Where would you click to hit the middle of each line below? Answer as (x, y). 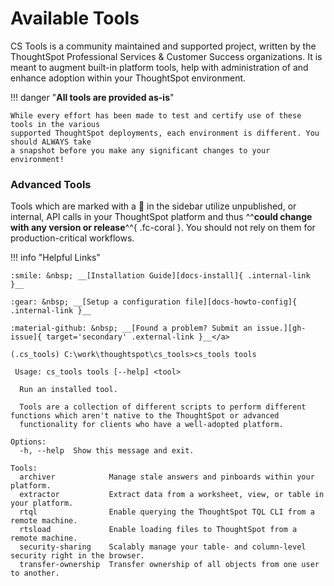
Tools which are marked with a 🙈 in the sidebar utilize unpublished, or (153, 206)
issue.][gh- (281, 328)
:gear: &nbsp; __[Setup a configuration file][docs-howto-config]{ (154, 302)
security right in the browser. (77, 556)
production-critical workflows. (72, 238)
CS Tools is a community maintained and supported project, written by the (163, 46)
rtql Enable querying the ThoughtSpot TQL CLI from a (167, 512)
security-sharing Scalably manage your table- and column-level (163, 547)
